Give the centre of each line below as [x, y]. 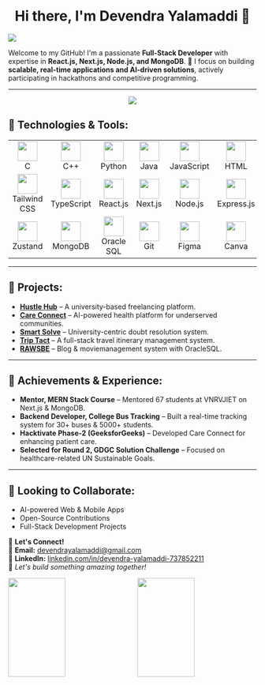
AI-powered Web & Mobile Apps [72, 510]
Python [114, 166]
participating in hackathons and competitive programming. [103, 77]
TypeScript [71, 203]
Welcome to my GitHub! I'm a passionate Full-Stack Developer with [118, 53]
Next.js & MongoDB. [52, 408]
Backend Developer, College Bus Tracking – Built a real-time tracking [133, 416]
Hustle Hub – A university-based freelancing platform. [108, 307]
